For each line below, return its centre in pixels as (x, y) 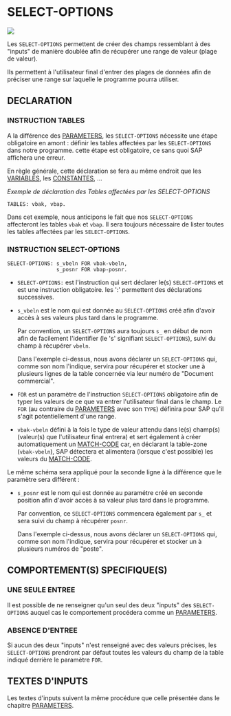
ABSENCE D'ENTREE (42, 630)
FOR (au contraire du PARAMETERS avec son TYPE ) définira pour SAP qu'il (120, 409)
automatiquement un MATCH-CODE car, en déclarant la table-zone (112, 444)
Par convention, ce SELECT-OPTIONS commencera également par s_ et (114, 513)
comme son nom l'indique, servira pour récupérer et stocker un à (109, 541)
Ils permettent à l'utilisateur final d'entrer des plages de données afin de (109, 72)
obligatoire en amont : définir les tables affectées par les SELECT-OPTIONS (109, 143)
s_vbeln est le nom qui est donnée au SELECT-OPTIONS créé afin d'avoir (116, 310)
